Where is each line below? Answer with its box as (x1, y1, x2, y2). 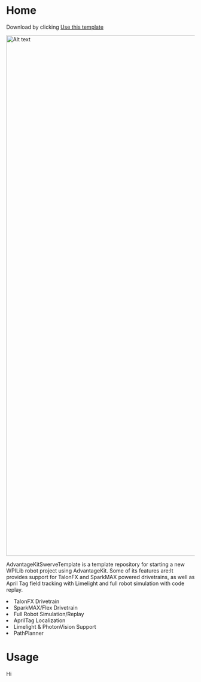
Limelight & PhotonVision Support (14, 623, 97, 630)
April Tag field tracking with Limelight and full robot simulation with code (6, 580, 185, 587)
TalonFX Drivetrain (14, 598, 60, 605)
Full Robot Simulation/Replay (14, 610, 84, 617)
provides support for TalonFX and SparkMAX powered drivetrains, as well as (6, 573, 195, 580)
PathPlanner (14, 629, 44, 637)
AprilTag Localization (14, 617, 66, 624)
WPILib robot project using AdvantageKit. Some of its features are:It (6, 567, 173, 574)
